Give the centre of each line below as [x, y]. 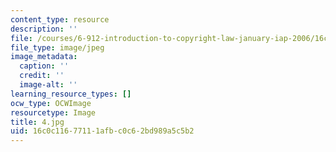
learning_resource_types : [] [71, 94]
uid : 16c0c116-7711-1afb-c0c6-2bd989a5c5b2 [102, 131]
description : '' [44, 29]
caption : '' [44, 66]
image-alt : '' [48, 85]
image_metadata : [44, 57]
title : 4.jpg [37, 122]
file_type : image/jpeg [57, 47]
